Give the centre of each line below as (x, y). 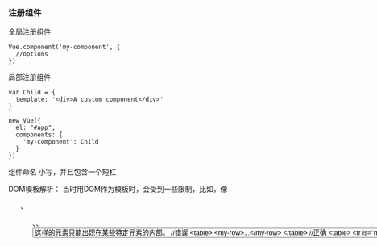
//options (32, 54)
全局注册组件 (29, 32)
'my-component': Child (61, 142)
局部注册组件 (29, 77)
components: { (39, 135)
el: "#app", (36, 128)
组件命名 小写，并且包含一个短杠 (62, 172)
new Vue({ (25, 121)
